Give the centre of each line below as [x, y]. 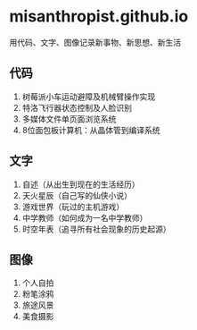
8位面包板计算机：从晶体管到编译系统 [91, 130]
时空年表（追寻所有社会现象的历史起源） [96, 229]
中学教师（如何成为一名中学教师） [85, 217]
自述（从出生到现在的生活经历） [81, 184]
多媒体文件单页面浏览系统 [69, 119]
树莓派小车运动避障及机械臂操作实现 [89, 97]
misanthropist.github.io [99, 17]
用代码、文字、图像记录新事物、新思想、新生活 [95, 42]
